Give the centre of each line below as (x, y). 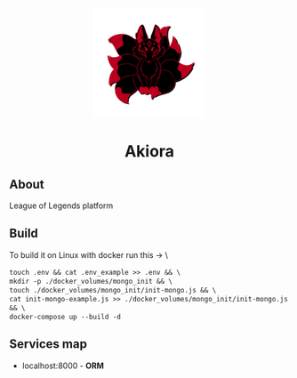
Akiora (149, 152)
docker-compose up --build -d (65, 317)
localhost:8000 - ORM (63, 366)
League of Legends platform (61, 205)
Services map (48, 344)
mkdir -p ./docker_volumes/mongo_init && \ (91, 281)
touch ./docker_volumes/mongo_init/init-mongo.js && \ (113, 290)
